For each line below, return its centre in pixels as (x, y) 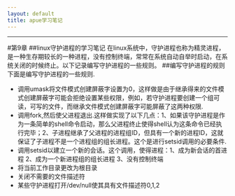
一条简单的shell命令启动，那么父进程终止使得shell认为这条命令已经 (120, 124)
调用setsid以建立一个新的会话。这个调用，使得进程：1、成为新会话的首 (119, 150)
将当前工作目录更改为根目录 (57, 167)
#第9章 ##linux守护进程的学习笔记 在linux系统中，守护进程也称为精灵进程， (116, 48)
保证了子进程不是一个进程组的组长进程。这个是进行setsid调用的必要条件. (122, 141)
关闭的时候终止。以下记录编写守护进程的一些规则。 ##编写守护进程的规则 (119, 65)
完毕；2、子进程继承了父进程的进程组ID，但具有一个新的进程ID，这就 (123, 132)
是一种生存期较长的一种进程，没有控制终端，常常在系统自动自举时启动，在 (114, 56)
